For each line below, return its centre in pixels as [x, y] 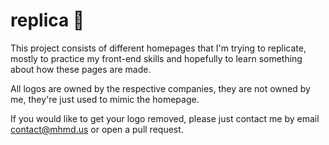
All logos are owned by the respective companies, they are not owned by [160, 88]
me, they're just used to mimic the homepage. [105, 99]
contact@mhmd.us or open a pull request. [97, 129]
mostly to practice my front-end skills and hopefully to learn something [156, 58]
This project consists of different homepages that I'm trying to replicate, [158, 48]
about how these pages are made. [81, 69]
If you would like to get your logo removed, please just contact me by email [165, 118]
